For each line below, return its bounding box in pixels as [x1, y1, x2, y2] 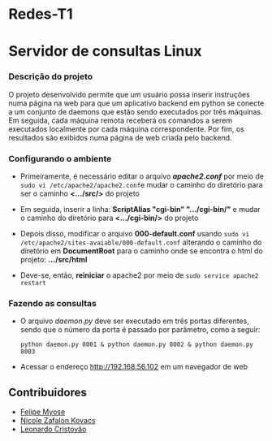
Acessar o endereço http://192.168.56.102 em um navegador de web [19, 362, 248, 372]
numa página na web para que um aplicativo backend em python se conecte [8, 98, 265, 108]
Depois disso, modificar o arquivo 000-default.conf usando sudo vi [19, 228, 250, 238]
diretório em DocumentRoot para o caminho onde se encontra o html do [19, 245, 264, 256]
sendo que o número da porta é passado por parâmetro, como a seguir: [19, 325, 261, 335]
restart [19, 279, 46, 287]
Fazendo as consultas [8, 297, 97, 309]
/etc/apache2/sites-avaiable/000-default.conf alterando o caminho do [19, 237, 262, 247]
